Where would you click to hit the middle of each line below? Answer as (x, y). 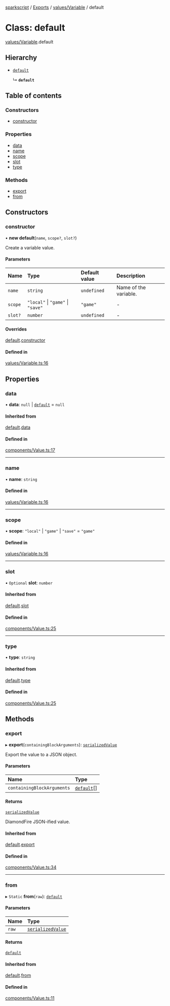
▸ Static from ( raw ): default (34, 896)
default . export (20, 845)
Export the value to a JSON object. (41, 754)
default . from (18, 976)
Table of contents (33, 96)
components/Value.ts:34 (31, 867)
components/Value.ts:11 (30, 998)
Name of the (131, 287)
